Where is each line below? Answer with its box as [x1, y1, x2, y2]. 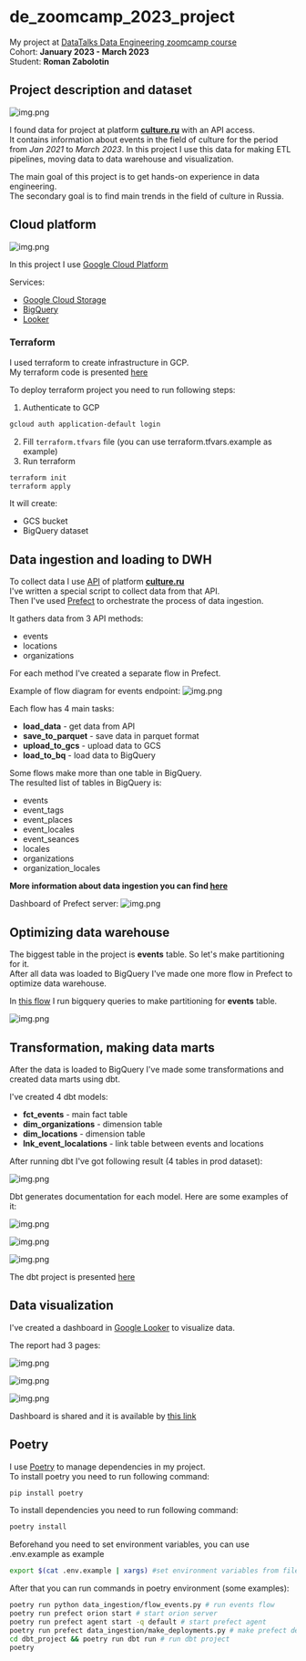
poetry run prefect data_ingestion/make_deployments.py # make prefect [9, 1625, 287, 1635]
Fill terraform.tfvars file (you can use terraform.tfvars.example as [22, 436, 272, 447]
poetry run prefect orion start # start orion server [9, 1609, 219, 1618]
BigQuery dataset [22, 525, 89, 536]
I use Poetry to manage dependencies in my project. [9, 1461, 206, 1472]
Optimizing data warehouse [9, 924, 170, 940]
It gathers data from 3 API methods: [9, 613, 144, 624]
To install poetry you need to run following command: [9, 1470, 209, 1481]
